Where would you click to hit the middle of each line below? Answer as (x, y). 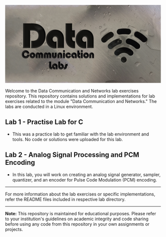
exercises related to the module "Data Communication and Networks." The (81, 101)
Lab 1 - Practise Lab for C (44, 122)
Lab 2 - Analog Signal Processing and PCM (72, 155)
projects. (14, 229)
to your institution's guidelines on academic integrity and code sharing (77, 219)
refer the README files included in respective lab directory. (65, 199)
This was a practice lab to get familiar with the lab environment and (81, 134)
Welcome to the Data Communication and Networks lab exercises (72, 91)
